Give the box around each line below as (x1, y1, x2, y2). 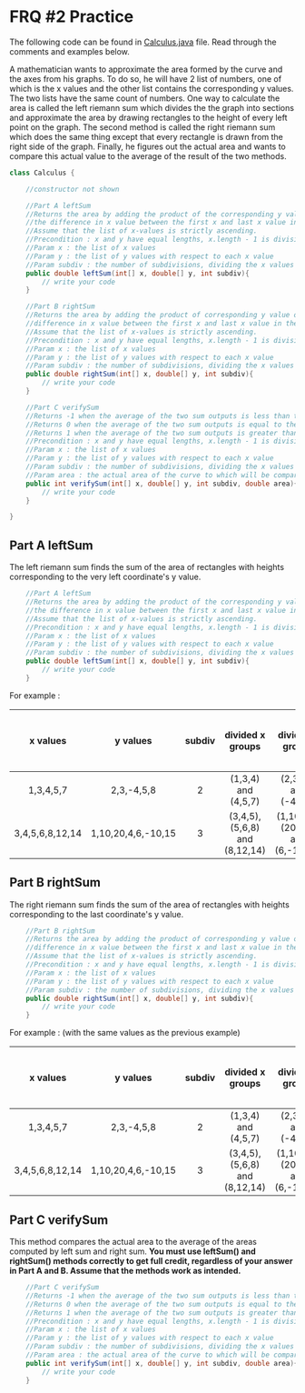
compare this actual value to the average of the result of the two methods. (9, 150, 288, 161)
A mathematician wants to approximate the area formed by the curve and (9, 64, 283, 75)
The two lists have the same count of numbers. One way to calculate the (9, 93, 280, 104)
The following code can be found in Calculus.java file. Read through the (9, 36, 277, 47)
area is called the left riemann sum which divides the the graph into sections (9, 102, 295, 113)
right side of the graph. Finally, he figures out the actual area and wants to (9, 141, 286, 152)
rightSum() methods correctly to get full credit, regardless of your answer (9, 1256, 293, 1266)
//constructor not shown (25, 185, 120, 194)
